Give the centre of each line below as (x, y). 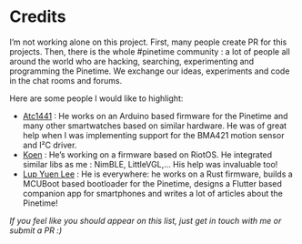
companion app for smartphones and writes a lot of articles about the (153, 193)
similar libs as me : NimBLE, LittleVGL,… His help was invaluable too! (150, 164)
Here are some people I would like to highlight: (96, 98)
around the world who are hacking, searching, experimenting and (132, 61)
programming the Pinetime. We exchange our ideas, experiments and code (150, 71)
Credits (38, 17)
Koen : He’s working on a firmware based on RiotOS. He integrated (147, 154)
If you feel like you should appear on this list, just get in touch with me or (146, 220)
